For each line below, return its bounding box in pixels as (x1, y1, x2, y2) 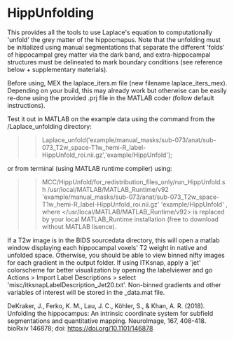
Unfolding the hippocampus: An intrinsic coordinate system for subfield (7, 309, 214, 317)
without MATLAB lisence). (41, 222, 117, 230)
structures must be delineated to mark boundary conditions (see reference (7, 57, 223, 66)
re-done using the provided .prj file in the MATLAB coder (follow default (7, 93, 214, 102)
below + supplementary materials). (7, 65, 109, 74)
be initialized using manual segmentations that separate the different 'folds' (7, 43, 225, 51)
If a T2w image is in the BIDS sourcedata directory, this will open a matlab (7, 236, 220, 244)
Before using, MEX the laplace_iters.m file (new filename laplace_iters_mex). (7, 78, 228, 87)
